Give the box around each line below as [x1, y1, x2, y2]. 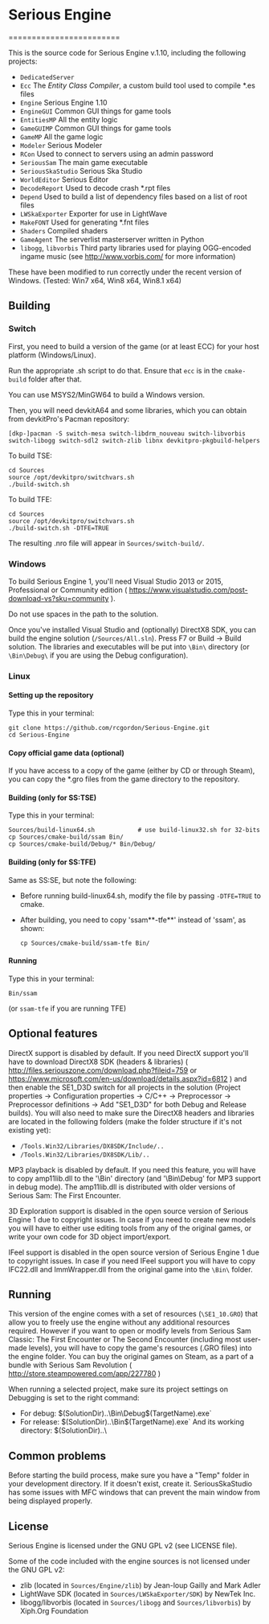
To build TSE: [8, 451, 52, 460]
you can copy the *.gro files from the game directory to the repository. [8, 774, 240, 784]
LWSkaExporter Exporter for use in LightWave [19, 208, 167, 218]
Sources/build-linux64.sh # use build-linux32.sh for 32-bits [8, 826, 261, 835]
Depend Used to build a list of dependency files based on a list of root [19, 192, 247, 201]
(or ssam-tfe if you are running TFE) [8, 1004, 127, 1013]
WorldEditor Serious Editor [19, 175, 108, 184]
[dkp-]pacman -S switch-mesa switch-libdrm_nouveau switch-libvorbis [8, 429, 247, 438]
